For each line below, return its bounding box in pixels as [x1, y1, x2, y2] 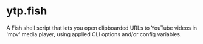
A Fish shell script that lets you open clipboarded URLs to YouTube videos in [6, 24, 198, 31]
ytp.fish [6, 4, 47, 18]
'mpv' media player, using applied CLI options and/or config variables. [6, 30, 182, 37]
